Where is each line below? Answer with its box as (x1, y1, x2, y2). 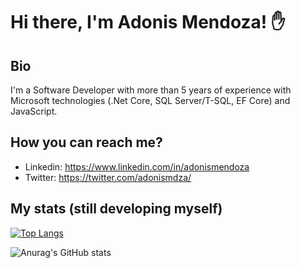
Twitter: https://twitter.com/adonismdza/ (24, 171, 192, 183)
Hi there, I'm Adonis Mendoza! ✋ (10, 11, 286, 34)
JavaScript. (10, 105, 58, 117)
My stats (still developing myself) (10, 200, 223, 218)
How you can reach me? (10, 134, 163, 151)
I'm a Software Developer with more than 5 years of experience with (10, 84, 292, 96)
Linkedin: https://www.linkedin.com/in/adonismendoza (24, 160, 250, 173)
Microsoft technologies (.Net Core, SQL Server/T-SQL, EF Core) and (10, 95, 291, 106)
